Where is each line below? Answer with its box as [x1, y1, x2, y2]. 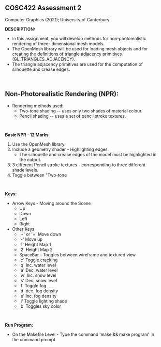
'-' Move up [19, 236, 43, 242]
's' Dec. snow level [19, 277, 57, 283]
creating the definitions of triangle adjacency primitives [12, 51, 122, 57]
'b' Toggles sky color [19, 303, 61, 309]
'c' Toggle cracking [19, 257, 58, 263]
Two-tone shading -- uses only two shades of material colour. [19, 108, 143, 113]
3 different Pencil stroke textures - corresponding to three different [12, 162, 146, 168]
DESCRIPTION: [5, 26, 35, 32]
